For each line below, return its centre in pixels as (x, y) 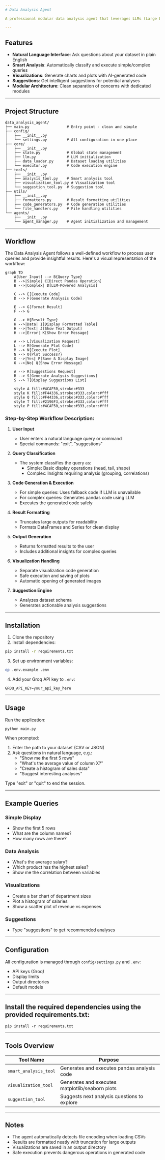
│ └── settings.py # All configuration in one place (71, 140)
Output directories (31, 981)
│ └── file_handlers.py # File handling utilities (63, 209)
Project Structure (32, 111)
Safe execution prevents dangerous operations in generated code (79, 1153)
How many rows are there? (40, 839)
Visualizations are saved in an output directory (59, 1147)
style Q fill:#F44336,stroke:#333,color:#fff (61, 397)
